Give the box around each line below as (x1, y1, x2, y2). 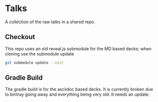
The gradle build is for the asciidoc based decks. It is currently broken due (5, 87, 153, 92)
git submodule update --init (5, 60, 64, 65)
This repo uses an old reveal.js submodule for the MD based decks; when (5, 45, 152, 51)
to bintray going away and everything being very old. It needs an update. (5, 91, 150, 97)
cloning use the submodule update (5, 51, 74, 57)
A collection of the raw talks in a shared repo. (5, 19, 96, 25)
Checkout (5, 33, 35, 41)
